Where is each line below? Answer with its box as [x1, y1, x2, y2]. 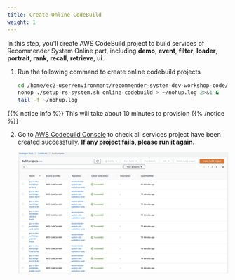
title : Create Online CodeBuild [7, 11, 102, 18]
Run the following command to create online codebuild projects [17, 67, 201, 76]
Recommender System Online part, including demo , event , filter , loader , [7, 46, 218, 55]
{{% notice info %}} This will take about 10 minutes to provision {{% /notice [7, 109, 225, 118]
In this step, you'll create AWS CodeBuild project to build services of [7, 39, 205, 47]
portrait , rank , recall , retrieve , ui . [7, 53, 105, 62]
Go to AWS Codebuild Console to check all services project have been [17, 131, 221, 139]
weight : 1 [7, 18, 36, 26]
